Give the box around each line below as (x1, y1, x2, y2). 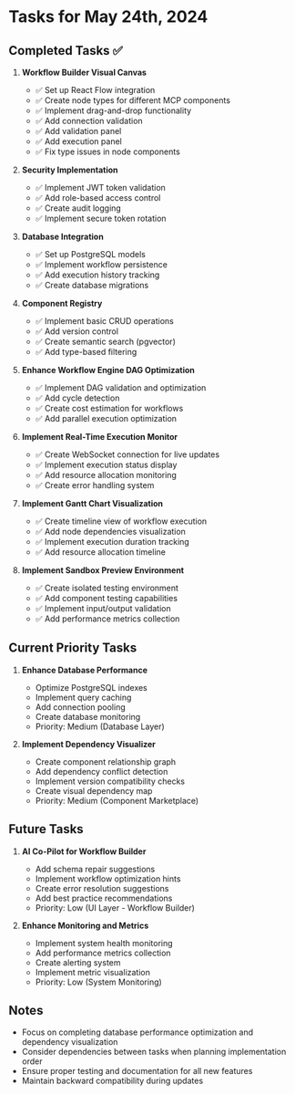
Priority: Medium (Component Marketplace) (35, 795, 199, 806)
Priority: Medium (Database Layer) (35, 721, 165, 732)
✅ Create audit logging (35, 203, 122, 214)
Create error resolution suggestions (35, 882, 169, 893)
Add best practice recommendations (35, 892, 173, 903)
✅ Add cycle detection (35, 392, 120, 403)
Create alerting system (35, 956, 121, 968)
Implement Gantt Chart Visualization (21, 498, 164, 508)
